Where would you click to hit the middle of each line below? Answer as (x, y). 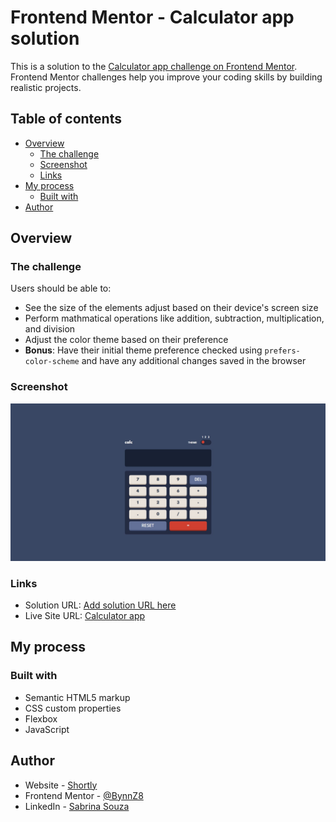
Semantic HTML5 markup (77, 697)
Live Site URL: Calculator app (85, 616)
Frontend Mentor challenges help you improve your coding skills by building (166, 77)
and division (50, 329)
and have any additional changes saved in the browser (194, 361)
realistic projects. (46, 87)
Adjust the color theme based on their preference (126, 340)
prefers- (282, 351)
